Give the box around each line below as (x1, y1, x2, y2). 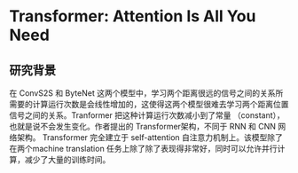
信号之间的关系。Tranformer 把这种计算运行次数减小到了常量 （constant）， (9, 110, 286, 121)
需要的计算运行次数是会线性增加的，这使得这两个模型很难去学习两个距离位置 (9, 99, 289, 109)
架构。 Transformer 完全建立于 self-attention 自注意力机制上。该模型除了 (16, 132, 284, 143)
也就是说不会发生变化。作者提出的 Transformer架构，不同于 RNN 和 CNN (9, 122, 277, 131)
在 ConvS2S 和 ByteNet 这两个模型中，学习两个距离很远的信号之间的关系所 (9, 88, 284, 98)
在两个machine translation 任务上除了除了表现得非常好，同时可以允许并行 (9, 144, 278, 153)
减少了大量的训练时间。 (24, 154, 111, 165)
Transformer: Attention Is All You (9, 6, 256, 27)
